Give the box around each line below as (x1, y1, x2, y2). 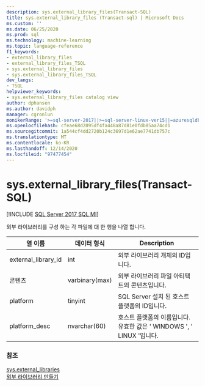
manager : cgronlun (6, 111, 53, 117)
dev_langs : (6, 77, 34, 83)
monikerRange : (6, 117, 43, 123)
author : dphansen (6, 100, 51, 106)
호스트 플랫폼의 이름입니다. (118, 313, 191, 322)
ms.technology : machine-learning (6, 37, 92, 43)
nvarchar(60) (67, 322, 106, 330)
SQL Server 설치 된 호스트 (118, 292, 190, 301)
